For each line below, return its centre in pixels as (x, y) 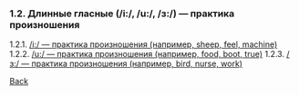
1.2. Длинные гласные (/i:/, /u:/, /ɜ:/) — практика (122, 14)
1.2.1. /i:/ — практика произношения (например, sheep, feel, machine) (144, 44)
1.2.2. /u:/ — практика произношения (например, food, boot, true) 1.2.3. (147, 54)
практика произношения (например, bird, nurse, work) (137, 64)
